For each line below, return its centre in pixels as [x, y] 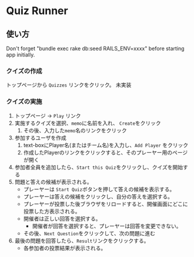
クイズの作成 [24, 71]
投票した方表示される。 [52, 211]
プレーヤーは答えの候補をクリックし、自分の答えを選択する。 [98, 196]
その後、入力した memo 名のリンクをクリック [75, 130]
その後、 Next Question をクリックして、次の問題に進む [89, 233]
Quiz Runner [37, 11]
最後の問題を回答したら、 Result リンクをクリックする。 [82, 241]
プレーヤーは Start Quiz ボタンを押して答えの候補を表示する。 [99, 189]
